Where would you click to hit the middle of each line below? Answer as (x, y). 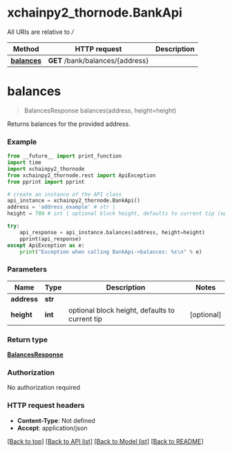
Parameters (27, 270)
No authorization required (44, 388)
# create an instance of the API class (65, 194)
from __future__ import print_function (65, 156)
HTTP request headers (46, 406)
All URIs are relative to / (40, 32)
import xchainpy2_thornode (46, 169)
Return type (28, 339)
